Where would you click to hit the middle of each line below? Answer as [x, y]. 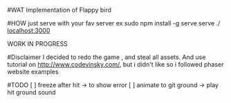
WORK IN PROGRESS [37, 44]
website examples [33, 72]
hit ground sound [32, 92]
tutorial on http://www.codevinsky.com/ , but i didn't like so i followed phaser [115, 64]
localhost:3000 [29, 31]
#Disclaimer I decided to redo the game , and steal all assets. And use [107, 57]
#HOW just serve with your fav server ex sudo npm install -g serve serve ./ [114, 23]
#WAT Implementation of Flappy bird [59, 10]
